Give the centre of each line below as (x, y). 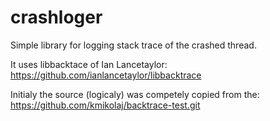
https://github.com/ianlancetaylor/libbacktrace (106, 75)
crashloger (56, 17)
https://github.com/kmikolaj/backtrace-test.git (105, 105)
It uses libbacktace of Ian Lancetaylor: (89, 64)
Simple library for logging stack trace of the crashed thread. (133, 45)
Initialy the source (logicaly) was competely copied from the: (135, 94)
